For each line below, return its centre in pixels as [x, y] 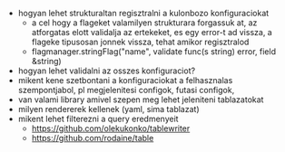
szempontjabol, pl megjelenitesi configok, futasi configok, [126, 90]
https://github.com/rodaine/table [93, 138]
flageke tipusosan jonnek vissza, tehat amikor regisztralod [140, 42]
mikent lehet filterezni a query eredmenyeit [98, 119]
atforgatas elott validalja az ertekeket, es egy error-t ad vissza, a [152, 32]
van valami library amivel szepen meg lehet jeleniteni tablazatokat [141, 100]
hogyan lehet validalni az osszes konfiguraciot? [107, 71]
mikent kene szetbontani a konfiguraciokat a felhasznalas [125, 80]
